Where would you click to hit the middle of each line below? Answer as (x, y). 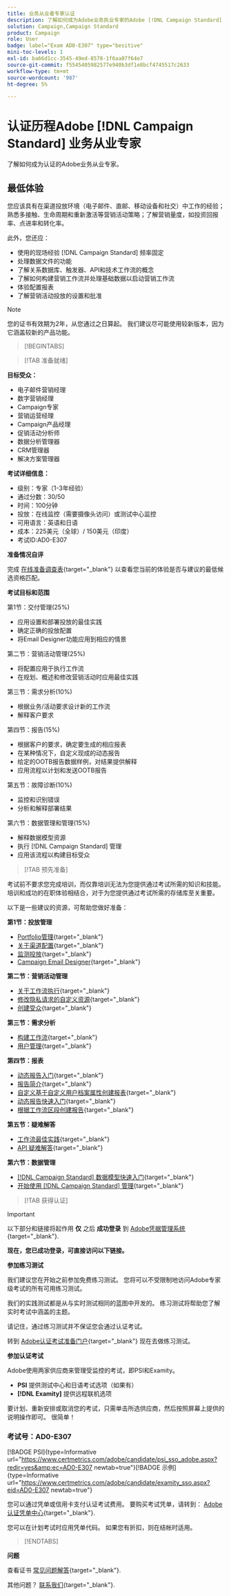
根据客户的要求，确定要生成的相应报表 (71, 744)
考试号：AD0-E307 (39, 1437)
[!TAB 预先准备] (46, 869)
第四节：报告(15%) (33, 730)
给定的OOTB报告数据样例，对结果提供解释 (77, 761)
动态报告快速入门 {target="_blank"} (66, 1101)
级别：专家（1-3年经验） (52, 488)
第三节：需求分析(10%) (40, 692)
